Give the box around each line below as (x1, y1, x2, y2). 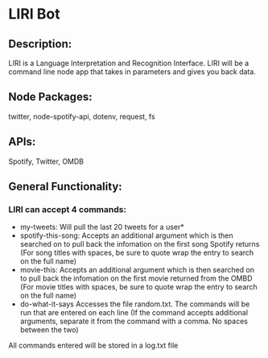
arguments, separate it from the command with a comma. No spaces (19, 316, 248, 327)
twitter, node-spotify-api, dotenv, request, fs (8, 111, 155, 121)
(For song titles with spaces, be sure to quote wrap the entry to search (19, 248, 254, 258)
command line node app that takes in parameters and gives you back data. (8, 67, 256, 77)
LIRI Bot (8, 5, 60, 23)
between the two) (19, 325, 79, 335)
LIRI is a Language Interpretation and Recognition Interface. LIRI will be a (8, 58, 249, 68)
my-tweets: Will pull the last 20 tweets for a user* (19, 223, 184, 232)
